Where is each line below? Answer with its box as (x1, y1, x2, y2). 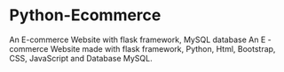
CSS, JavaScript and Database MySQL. (9, 53, 153, 63)
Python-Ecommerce (9, 5, 162, 25)
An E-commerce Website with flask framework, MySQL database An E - (9, 34, 272, 45)
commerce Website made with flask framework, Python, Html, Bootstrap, (9, 43, 276, 54)
